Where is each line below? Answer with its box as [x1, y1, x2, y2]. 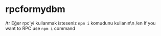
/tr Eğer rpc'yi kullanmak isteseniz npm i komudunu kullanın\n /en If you [5, 20, 156, 26]
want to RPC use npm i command [5, 25, 76, 31]
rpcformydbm [5, 3, 65, 15]
